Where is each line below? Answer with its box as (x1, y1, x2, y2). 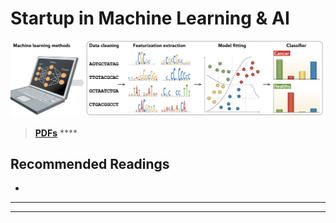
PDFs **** (34, 127, 78, 139)
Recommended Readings (10, 155, 170, 172)
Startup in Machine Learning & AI (10, 7, 290, 30)
